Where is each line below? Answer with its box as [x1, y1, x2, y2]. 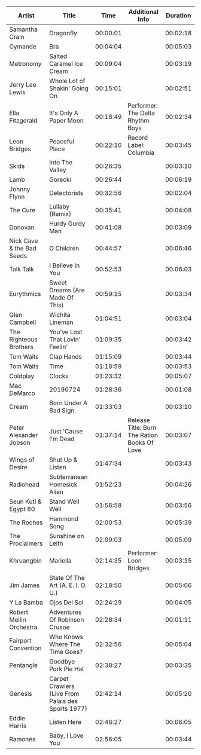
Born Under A [48, 399, 88, 407]
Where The [48, 640, 81, 648]
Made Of [48, 294, 74, 301]
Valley [48, 166, 66, 174]
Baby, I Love [48, 732, 84, 739]
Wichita [48, 311, 71, 319]
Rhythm [127, 117, 150, 124]
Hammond [48, 515, 79, 522]
